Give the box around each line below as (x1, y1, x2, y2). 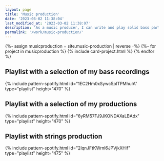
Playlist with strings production (5, 132, 102, 141)
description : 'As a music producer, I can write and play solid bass (5, 25, 150, 30)
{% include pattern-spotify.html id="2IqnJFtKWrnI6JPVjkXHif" (5, 145, 131, 151)
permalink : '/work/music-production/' (5, 30, 84, 35)
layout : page (5, 7, 32, 12)
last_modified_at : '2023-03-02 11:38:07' (5, 20, 91, 26)
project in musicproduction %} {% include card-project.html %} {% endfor (5, 48, 155, 54)
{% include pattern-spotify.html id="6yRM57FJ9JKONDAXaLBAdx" (5, 113, 140, 119)
